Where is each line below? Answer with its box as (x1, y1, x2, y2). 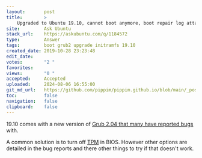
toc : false (6, 93, 58, 99)
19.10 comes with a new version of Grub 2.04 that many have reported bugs (6, 120, 194, 127)
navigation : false (6, 98, 58, 104)
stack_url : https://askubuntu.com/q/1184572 (6, 31, 128, 37)
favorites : (6, 64, 34, 71)
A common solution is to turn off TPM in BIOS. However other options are (6, 138, 188, 145)
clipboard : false (6, 103, 58, 110)
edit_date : (6, 53, 34, 59)
